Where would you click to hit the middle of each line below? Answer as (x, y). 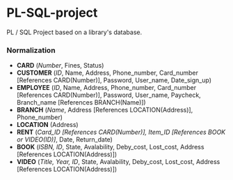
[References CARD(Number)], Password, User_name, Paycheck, (109, 95)
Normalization (31, 50)
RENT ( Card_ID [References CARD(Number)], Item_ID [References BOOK (121, 132)
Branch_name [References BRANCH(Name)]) (81, 103)
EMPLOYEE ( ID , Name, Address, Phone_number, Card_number (106, 88)
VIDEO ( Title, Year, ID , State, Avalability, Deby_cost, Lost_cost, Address (118, 162)
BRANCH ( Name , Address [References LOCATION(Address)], (105, 110)
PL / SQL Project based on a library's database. (74, 32)
